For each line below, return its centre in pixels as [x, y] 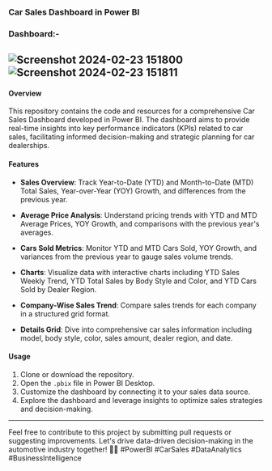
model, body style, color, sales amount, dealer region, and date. [126, 337]
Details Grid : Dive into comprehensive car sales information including [136, 329]
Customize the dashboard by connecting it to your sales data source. [135, 392]
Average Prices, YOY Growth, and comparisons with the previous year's [140, 223]
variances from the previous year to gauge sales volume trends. [126, 257]
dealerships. [29, 146]
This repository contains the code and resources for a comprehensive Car [132, 111]
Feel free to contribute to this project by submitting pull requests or [120, 432]
